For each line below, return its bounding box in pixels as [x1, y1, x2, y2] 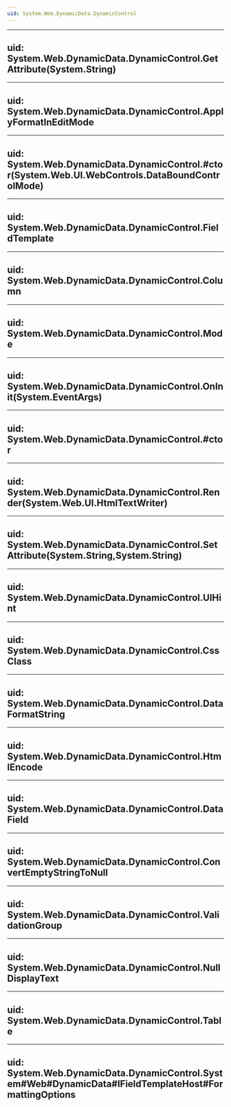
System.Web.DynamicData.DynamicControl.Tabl [7, 1015, 222, 1026]
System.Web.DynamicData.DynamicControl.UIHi [7, 592, 222, 604]
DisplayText [7, 972, 59, 984]
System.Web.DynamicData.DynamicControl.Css [7, 644, 220, 656]
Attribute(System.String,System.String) [7, 550, 182, 562]
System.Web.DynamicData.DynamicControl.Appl [7, 105, 224, 117]
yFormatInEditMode [7, 116, 94, 128]
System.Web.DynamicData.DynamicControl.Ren [7, 486, 220, 498]
